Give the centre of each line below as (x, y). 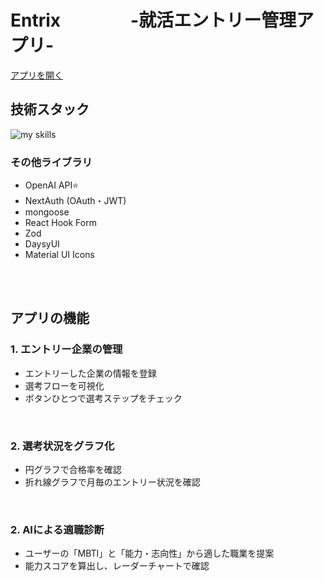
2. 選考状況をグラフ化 (62, 446)
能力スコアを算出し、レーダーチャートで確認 (117, 566)
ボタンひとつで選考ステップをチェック (103, 398)
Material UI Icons (59, 255)
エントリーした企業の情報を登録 (90, 373)
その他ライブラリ (51, 162)
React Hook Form (60, 223)
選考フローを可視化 (64, 385)
